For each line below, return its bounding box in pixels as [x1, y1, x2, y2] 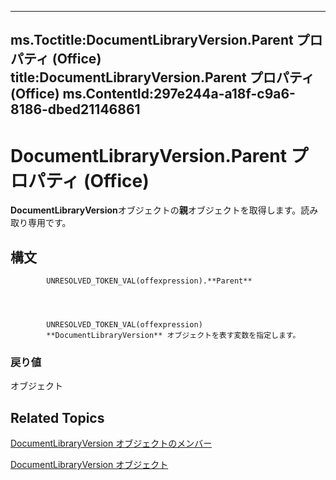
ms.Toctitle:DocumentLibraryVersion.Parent [10, 32, 294, 49]
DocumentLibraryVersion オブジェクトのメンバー [10, 437, 213, 450]
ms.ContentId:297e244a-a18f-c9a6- [62, 86, 296, 103]
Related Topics [10, 409, 105, 426]
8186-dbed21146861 [10, 101, 141, 118]
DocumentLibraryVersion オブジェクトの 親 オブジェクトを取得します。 [10, 204, 302, 216]
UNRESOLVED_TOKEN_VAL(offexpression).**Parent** [46, 276, 253, 286]
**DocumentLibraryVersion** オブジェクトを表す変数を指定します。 [46, 331, 301, 341]
